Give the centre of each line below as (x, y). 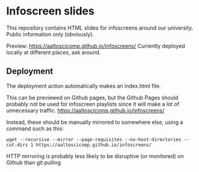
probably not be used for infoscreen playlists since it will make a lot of (93, 104)
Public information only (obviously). (50, 34)
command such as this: (35, 129)
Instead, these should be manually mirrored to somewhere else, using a (95, 122)
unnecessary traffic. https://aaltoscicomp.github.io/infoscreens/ (85, 110)
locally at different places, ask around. (54, 52)
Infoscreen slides (51, 11)
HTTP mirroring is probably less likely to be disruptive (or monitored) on (95, 156)
